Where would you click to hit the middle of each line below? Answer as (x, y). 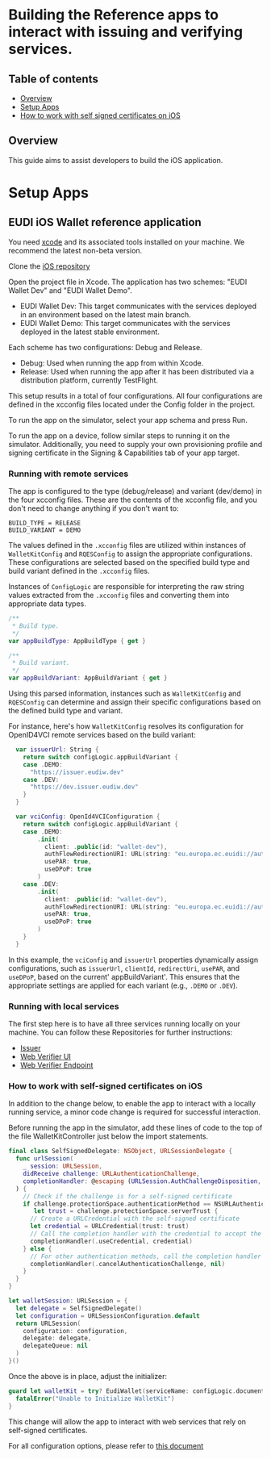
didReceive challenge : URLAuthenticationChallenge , (111, 1174)
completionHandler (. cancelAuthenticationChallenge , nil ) (127, 1264)
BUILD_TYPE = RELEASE (45, 523)
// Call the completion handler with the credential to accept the (146, 1234)
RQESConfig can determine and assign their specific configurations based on (135, 702)
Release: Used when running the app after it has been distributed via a (137, 371)
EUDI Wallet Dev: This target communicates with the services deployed (138, 306)
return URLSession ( (48, 1323)
